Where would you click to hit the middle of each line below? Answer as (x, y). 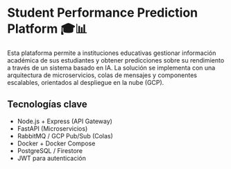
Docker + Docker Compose (56, 143)
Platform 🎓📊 (48, 29)
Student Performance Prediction (103, 13)
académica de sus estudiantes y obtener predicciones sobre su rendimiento (116, 60)
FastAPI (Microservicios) (52, 128)
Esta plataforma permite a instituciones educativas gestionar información (112, 53)
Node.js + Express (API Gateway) (65, 121)
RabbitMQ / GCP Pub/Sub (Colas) (65, 136)
